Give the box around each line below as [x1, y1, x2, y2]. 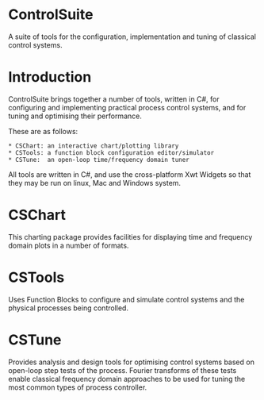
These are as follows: [8, 126, 78, 136]
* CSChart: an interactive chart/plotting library [8, 141, 179, 150]
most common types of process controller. [8, 383, 147, 392]
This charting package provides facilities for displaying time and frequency [8, 232, 253, 241]
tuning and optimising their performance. [8, 111, 143, 121]
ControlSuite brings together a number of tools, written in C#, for [8, 94, 220, 104]
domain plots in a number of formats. [8, 240, 129, 250]
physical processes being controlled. [8, 303, 129, 313]
